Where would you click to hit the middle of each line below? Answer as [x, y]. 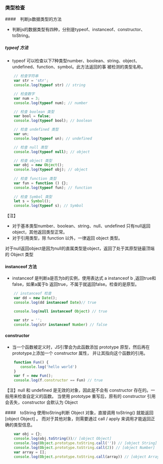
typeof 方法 [17, 48]
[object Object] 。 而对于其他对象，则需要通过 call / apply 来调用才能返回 [78, 419]
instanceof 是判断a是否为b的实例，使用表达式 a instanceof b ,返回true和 [84, 278]
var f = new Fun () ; [33, 376]
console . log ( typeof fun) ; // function [53, 188]
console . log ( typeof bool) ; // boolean [53, 121]
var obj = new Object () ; [39, 165]
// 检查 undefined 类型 [36, 130]
